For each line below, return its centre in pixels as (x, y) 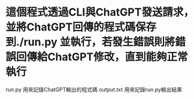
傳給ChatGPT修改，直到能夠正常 (107, 57)
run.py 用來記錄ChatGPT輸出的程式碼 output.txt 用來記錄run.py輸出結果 (94, 89)
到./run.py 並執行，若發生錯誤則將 (90, 42)
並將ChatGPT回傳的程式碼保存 (81, 27)
